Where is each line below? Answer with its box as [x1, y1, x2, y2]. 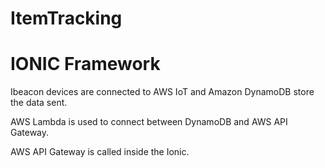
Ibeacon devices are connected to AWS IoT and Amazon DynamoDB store [10, 86, 315, 98]
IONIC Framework [10, 53, 161, 76]
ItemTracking [10, 7, 123, 30]
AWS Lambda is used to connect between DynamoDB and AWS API [10, 116, 288, 128]
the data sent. [10, 97, 68, 109]
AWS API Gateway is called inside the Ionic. [10, 146, 190, 158]
